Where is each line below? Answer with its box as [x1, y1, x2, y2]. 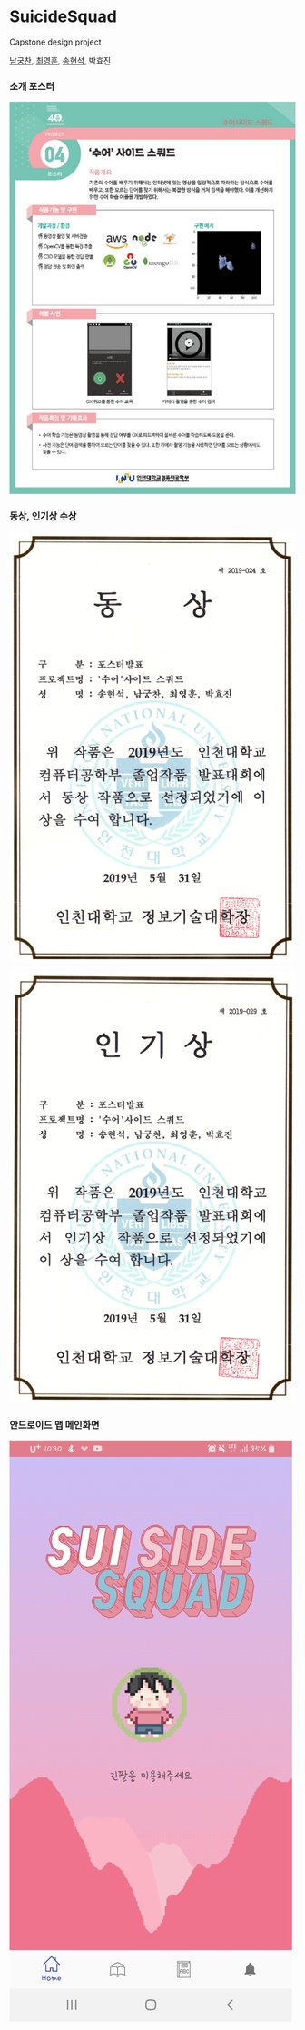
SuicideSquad [9, 6, 118, 27]
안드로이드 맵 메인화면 [9, 1419, 100, 1431]
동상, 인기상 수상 [9, 510, 77, 522]
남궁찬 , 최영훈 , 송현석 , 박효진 [9, 54, 112, 65]
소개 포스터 [9, 80, 55, 93]
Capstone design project [9, 36, 102, 47]
